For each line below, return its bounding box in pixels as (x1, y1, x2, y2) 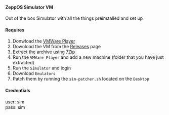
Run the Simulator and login (12, 65, 71, 71)
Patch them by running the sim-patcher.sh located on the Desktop (12, 76, 149, 82)
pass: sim (5, 104, 25, 110)
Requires (5, 27, 25, 33)
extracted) (12, 60, 34, 66)
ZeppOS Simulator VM (5, 4, 54, 10)
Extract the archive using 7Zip (12, 49, 75, 55)
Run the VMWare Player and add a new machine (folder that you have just (12, 54, 164, 60)
